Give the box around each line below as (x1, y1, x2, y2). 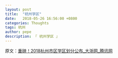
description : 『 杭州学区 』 (5, 34, 60, 39)
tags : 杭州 (5, 25, 26, 30)
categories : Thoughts (5, 20, 49, 26)
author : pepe (5, 29, 32, 34)
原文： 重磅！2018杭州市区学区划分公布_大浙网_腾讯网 (5, 48, 113, 54)
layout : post (5, 7, 32, 12)
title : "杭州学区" (5, 12, 42, 16)
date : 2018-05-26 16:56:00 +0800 (5, 16, 78, 21)
